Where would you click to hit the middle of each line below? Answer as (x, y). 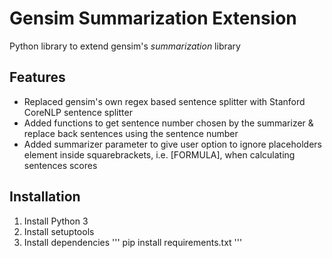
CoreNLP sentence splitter (78, 112)
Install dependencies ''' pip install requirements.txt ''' (133, 242)
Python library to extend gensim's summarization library (125, 46)
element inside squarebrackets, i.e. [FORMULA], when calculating (159, 154)
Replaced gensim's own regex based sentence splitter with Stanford (164, 101)
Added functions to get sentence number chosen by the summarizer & (168, 123)
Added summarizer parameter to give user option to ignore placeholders (172, 144)
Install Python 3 (56, 221)
